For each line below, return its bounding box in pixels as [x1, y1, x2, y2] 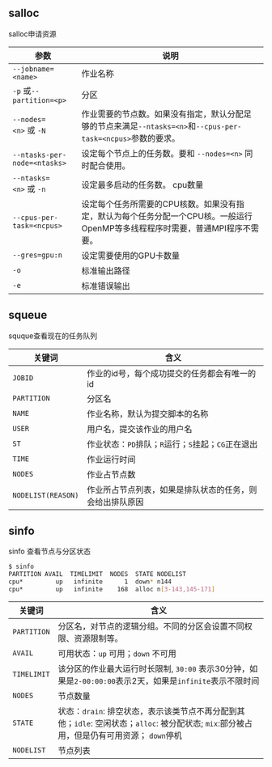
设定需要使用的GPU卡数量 [81, 250, 181, 261]
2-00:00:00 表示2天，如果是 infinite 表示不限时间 [74, 675, 260, 686]
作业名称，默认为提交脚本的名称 [86, 408, 209, 419]
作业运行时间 [86, 453, 136, 464]
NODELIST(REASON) [12, 490, 79, 500]
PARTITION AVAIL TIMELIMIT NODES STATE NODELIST [8, 570, 186, 578]
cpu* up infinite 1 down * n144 [8, 578, 172, 586]
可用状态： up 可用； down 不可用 [57, 647, 176, 659]
